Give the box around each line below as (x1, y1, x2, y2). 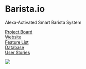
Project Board (5, 29, 33, 34)
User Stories (5, 50, 30, 55)
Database (5, 44, 24, 50)
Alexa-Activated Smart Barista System (5, 19, 82, 25)
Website (5, 34, 22, 40)
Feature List (5, 39, 29, 45)
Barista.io (5, 3, 45, 15)
